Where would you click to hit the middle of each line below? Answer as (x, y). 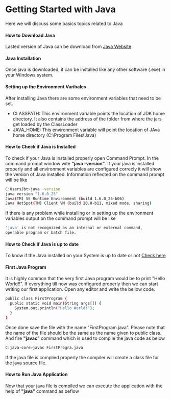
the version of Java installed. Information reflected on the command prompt (85, 174)
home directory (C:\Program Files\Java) (54, 135)
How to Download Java (30, 35)
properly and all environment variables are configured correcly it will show (83, 169)
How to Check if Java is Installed (41, 147)
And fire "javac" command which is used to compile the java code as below (85, 338)
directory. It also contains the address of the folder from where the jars (87, 119)
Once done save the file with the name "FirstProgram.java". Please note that (85, 327)
